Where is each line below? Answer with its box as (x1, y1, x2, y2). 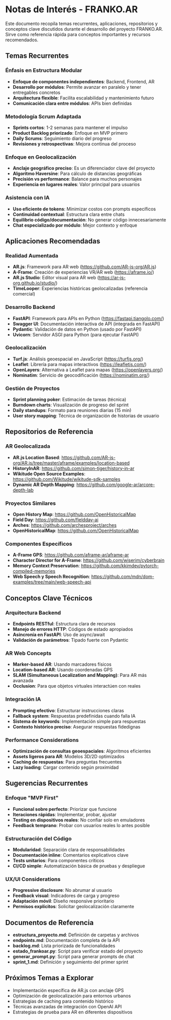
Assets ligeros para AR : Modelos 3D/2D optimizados (12, 753, 125, 759)
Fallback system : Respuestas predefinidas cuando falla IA (12, 713, 136, 719)
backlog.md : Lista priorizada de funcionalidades (12, 943, 116, 949)
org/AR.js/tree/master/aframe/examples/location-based (12, 459, 130, 466)
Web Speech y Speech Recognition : (12, 573, 90, 580)
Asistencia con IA (5, 194, 50, 201)
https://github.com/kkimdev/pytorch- (81, 563, 159, 569)
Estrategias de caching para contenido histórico (12, 998, 114, 1004)
